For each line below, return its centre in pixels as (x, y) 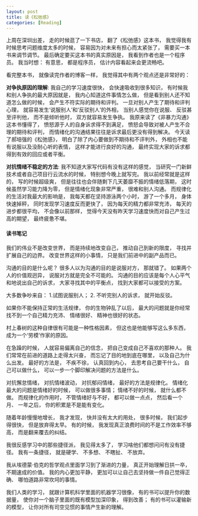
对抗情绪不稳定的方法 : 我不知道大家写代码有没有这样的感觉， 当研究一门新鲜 (99, 167)
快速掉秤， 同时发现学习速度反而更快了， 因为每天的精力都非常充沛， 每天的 (99, 204)
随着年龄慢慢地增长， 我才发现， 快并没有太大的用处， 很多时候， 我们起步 (97, 417)
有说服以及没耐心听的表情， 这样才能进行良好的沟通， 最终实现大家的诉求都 (98, 147)
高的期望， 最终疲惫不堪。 (38, 219)
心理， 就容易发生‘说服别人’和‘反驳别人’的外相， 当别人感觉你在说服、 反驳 (97, 110)
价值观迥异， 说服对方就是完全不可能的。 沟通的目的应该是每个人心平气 (103, 275)
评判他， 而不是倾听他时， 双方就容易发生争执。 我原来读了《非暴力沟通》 (101, 117)
